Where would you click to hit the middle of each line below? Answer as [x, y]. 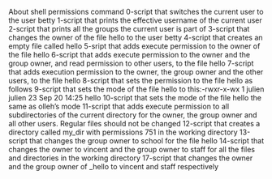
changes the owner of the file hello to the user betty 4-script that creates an [136, 37]
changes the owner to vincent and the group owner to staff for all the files [132, 149]
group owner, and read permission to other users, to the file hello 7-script [131, 63]
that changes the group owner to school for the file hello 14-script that [147, 141]
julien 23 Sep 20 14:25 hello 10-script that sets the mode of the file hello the [135, 98]
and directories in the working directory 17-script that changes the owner [131, 158]
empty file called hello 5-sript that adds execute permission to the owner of [134, 46]
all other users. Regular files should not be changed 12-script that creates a [134, 124]
